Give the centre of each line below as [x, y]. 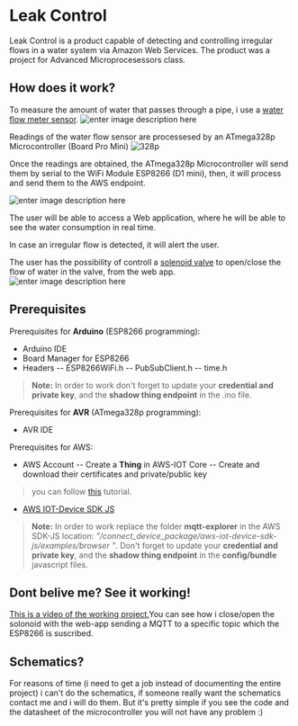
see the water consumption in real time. [83, 227]
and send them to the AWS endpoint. [77, 183]
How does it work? [63, 88]
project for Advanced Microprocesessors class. [98, 59]
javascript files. [59, 564]
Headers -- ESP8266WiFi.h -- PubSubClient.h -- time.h [125, 367]
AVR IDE [38, 429]
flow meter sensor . [44, 119]
